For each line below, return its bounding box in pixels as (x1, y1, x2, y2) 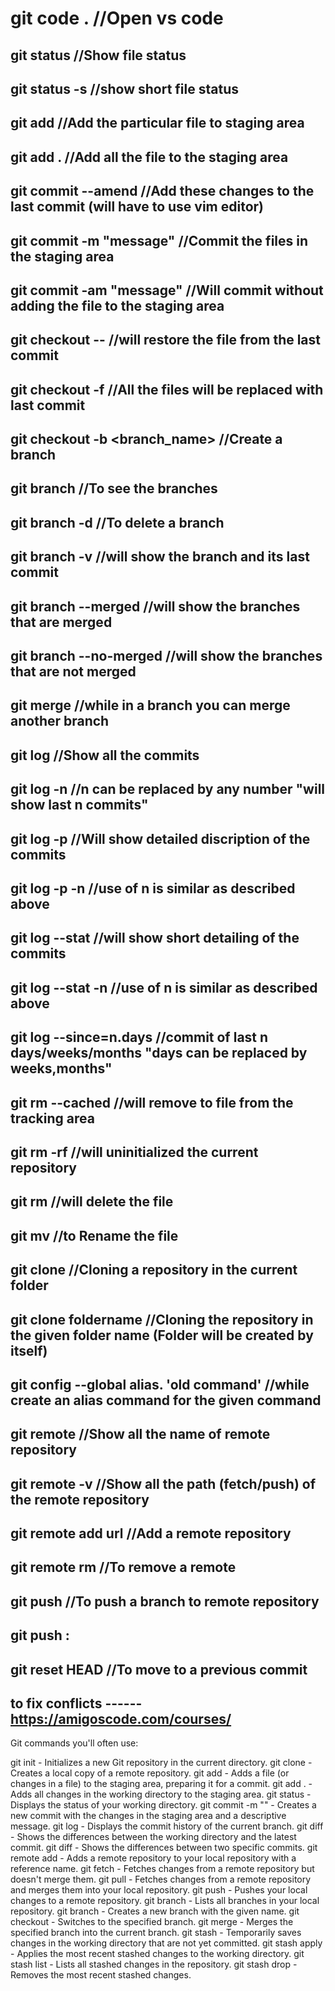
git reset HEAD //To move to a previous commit (10, 1661, 308, 1678)
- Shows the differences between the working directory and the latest (10, 1831, 297, 1843)
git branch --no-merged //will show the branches (10, 648, 323, 665)
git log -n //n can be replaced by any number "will (10, 781, 326, 798)
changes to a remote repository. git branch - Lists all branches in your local (10, 1895, 320, 1907)
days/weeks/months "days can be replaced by (10, 1045, 308, 1062)
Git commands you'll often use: (10, 1737, 139, 1749)
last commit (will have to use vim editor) (10, 198, 264, 216)
